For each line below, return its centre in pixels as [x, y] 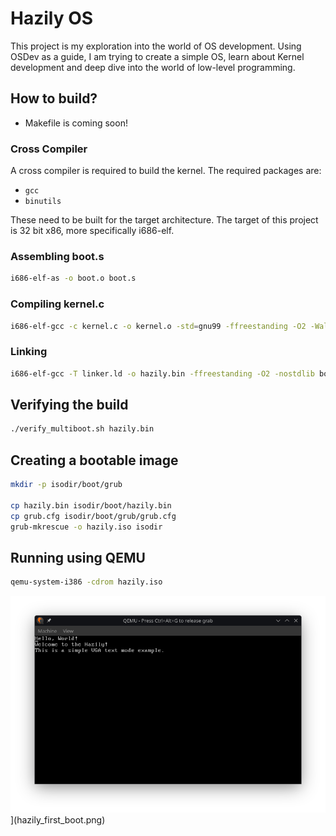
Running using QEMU [78, 557]
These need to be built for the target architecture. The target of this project [164, 220]
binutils [43, 202]
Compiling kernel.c [57, 304]
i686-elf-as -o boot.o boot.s [73, 278]
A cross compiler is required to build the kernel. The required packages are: [166, 171]
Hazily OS [52, 18]
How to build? [54, 98]
